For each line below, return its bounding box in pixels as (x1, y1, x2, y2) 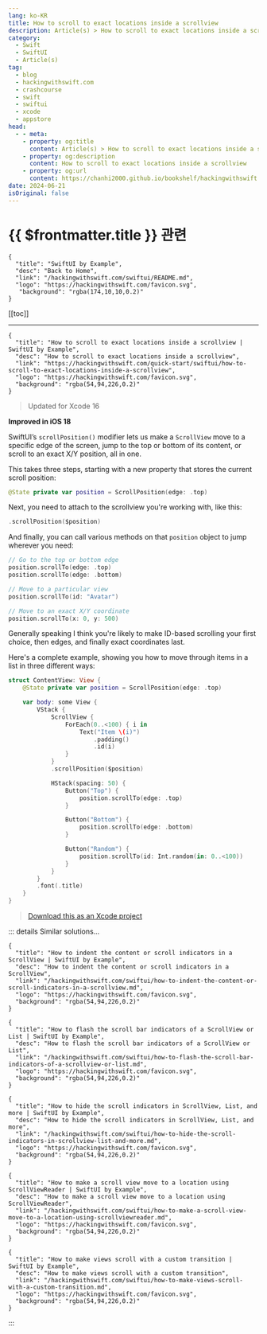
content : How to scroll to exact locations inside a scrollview (29, 160, 247, 168)
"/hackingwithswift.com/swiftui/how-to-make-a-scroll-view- (43, 1207, 247, 1215)
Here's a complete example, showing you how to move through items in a (8, 653, 249, 662)
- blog (15, 71, 37, 79)
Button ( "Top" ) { (64, 786, 119, 794)
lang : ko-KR (8, 11, 48, 20)
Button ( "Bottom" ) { (64, 816, 130, 824)
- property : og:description (22, 152, 115, 160)
